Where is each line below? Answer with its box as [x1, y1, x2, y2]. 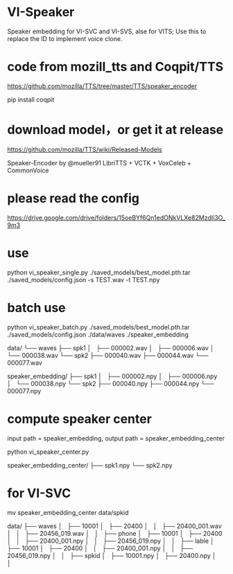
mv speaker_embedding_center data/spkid [7, 508, 129, 516]
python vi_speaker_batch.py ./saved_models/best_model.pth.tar [7, 322, 190, 331]
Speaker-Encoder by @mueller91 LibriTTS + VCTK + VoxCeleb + [7, 158, 192, 167]
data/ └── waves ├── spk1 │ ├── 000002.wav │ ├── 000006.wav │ [7, 343, 215, 352]
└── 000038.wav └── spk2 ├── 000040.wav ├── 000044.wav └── [7, 351, 209, 359]
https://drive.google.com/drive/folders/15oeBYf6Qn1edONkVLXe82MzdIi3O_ [7, 213, 226, 222]
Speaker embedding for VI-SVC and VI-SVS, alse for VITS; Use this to [7, 27, 207, 35]
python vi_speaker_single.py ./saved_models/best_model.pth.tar [7, 268, 191, 277]
